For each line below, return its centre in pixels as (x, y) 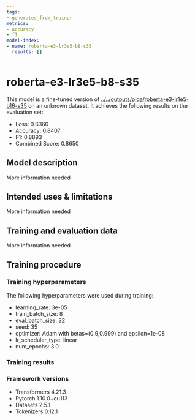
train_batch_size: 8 (39, 313)
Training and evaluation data (62, 231)
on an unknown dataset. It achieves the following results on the (108, 105)
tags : (13, 12)
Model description (42, 163)
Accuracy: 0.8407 (38, 130)
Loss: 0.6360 (32, 124)
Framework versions (38, 378)
